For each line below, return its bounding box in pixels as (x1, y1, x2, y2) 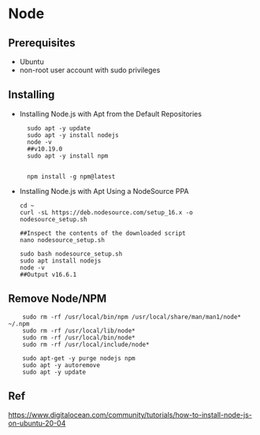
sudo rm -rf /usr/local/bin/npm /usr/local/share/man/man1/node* (22, 313, 242, 321)
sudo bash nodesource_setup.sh (19, 250, 123, 258)
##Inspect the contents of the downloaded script (19, 229, 187, 237)
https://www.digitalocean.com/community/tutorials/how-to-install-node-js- (8, 411, 252, 420)
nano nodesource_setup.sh (19, 236, 105, 244)
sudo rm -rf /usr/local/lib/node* (22, 326, 136, 335)
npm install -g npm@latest (27, 173, 116, 180)
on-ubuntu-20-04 (8, 418, 66, 428)
